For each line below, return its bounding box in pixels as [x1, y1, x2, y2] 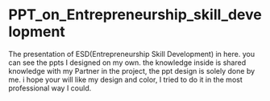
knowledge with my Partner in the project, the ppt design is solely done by [8, 66, 255, 75]
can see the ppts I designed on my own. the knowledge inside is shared [8, 58, 247, 67]
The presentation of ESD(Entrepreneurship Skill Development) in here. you [8, 49, 255, 59]
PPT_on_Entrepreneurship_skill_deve [8, 6, 262, 24]
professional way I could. [8, 83, 92, 93]
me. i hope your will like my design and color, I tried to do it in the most [8, 75, 243, 84]
